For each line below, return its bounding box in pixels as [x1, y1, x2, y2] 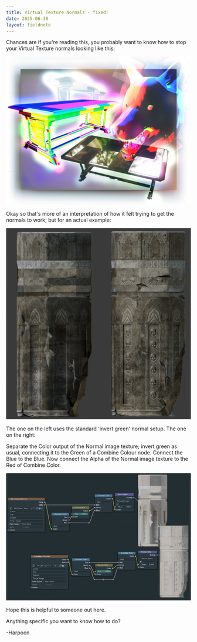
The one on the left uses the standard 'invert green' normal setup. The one [6, 425, 186, 432]
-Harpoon [6, 629, 30, 636]
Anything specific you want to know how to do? [6, 618, 121, 625]
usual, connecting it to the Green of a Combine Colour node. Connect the [6, 449, 183, 456]
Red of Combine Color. [6, 462, 62, 469]
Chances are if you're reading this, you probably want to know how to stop [6, 39, 186, 46]
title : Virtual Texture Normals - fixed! [6, 9, 109, 15]
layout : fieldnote [6, 22, 51, 28]
